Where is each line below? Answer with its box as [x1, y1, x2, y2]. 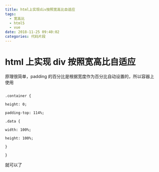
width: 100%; [5, 127, 32, 132]
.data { [5, 119, 21, 124]
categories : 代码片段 [5, 34, 46, 39]
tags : [5, 12, 16, 16]
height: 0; [5, 102, 27, 107]
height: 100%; [5, 136, 34, 141]
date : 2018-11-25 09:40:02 [5, 30, 60, 34]
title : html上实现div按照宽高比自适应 [5, 7, 76, 12]
